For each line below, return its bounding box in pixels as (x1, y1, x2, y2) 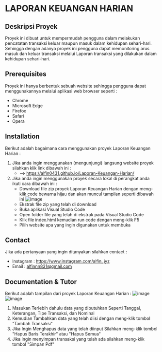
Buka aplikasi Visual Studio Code (19, 206, 85, 212)
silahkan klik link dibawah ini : (12, 165, 71, 171)
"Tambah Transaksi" (12, 321, 53, 327)
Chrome (12, 97, 29, 103)
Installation (5, 132, 40, 141)
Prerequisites (5, 70, 47, 78)
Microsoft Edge (12, 103, 43, 109)
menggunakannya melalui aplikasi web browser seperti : (5, 88, 117, 94)
